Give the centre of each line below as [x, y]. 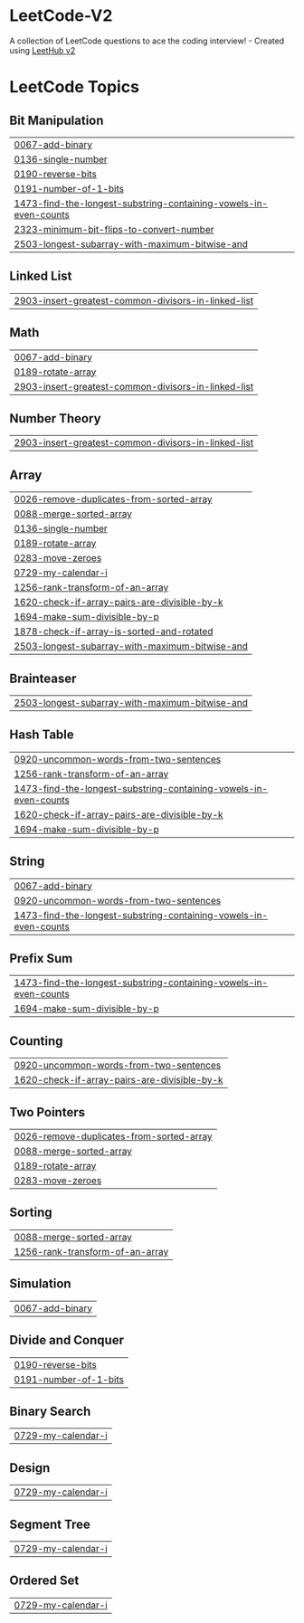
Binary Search [50, 1411]
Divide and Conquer [67, 1340]
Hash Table [42, 735]
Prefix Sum [41, 959]
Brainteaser [43, 678]
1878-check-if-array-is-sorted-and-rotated [114, 631]
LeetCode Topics [75, 87]
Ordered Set [44, 1581]
